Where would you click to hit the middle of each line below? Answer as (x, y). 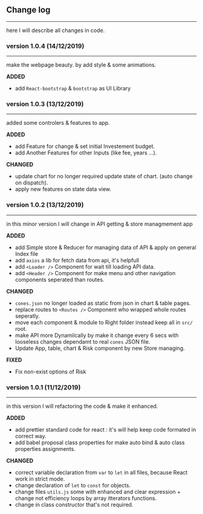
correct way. (31, 436)
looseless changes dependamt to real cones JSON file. (82, 341)
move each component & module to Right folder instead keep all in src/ (104, 322)
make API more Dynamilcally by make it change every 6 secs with (97, 335)
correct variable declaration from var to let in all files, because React (101, 472)
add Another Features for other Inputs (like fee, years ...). (86, 153)
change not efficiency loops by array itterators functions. (86, 498)
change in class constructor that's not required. (74, 505)
